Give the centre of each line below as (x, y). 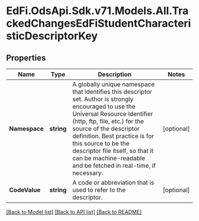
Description (115, 74)
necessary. (88, 173)
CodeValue (25, 190)
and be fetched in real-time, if (114, 165)
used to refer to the (99, 190)
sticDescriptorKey (52, 36)
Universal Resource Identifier (113, 114)
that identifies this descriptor (112, 92)
